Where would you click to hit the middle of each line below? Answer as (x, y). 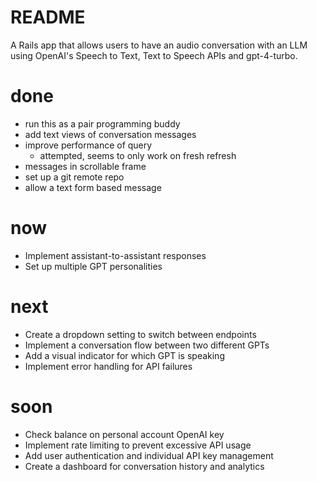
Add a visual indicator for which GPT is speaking (124, 355)
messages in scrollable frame (85, 166)
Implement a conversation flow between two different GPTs (147, 345)
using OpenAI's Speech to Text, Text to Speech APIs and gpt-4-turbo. (154, 55)
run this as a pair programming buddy (102, 123)
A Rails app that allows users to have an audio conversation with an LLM (159, 45)
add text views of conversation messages (110, 134)
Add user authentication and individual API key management (149, 455)
